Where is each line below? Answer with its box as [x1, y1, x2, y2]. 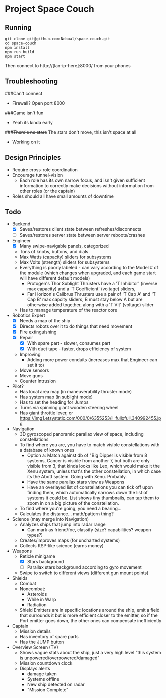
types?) [27, 532, 43, 538]
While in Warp [27, 596, 56, 603]
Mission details [19, 628, 51, 634]
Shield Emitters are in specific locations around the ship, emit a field [19, 607, 160, 613]
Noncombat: [19, 586, 46, 592]
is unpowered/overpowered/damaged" [19, 655, 100, 661]
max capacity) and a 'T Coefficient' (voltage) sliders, [27, 286, 136, 292]
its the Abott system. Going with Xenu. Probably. [27, 474, 127, 479]
